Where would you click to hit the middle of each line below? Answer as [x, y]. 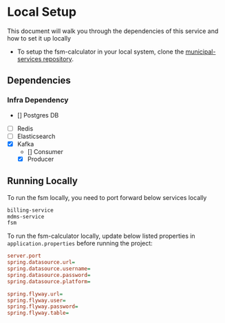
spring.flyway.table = [38, 313]
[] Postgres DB [38, 115]
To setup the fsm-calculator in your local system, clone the [100, 52]
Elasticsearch [36, 136]
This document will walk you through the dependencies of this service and [113, 31]
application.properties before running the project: [80, 243]
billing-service [30, 210]
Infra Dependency [38, 100]
